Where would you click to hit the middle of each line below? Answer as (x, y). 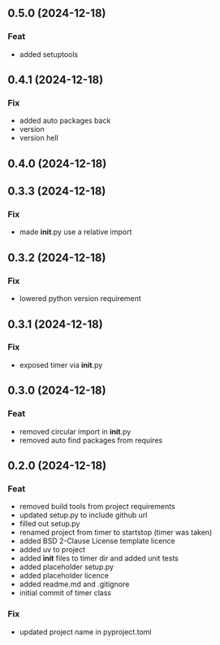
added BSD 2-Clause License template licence (97, 541)
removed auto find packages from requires (91, 440)
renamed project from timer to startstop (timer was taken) (116, 533)
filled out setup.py (50, 524)
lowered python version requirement (80, 299)
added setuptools (49, 54)
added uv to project (52, 550)
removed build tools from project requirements (97, 507)
